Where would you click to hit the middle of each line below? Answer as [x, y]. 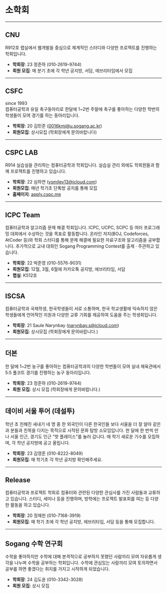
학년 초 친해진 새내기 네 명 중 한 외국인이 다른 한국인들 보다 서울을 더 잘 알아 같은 [83, 424]
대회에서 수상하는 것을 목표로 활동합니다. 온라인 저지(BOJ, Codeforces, [80, 234]
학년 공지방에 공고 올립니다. [43, 442]
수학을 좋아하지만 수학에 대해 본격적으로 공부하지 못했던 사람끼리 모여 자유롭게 [81, 557]
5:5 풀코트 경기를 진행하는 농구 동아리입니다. [48, 372]
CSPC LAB [22, 152]
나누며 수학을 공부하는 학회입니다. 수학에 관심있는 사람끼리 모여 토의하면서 [86, 563]
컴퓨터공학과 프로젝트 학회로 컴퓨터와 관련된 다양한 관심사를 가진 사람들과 [76, 493]
